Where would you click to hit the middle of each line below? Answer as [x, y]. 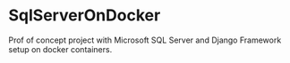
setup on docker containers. [60, 49]
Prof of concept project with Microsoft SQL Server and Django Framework [145, 40]
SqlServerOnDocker [85, 16]
